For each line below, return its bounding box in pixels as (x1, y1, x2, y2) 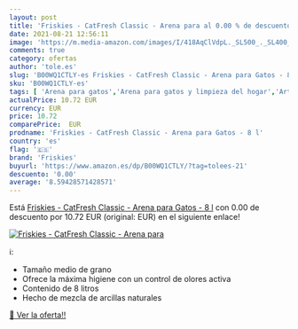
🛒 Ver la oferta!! (9, 309, 67, 320)
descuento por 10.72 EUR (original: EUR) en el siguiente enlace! (9, 212, 241, 223)
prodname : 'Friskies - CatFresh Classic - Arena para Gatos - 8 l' (9, 129, 264, 137)
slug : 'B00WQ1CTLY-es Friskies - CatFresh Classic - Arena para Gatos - (9, 71, 284, 80)
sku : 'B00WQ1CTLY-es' (9, 79, 90, 88)
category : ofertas (9, 54, 77, 63)
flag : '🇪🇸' (9, 145, 53, 153)
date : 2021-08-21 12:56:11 (9, 29, 109, 38)
